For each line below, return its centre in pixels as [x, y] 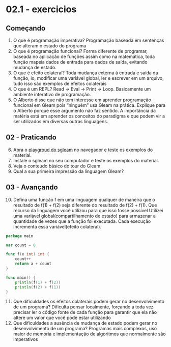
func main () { [21, 278]
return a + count [33, 264]
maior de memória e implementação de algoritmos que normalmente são [89, 334]
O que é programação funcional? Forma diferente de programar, [80, 51]
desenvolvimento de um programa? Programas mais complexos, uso [85, 329]
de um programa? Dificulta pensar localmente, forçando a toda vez [83, 307]
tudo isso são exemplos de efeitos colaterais [60, 83]
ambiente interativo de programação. [52, 94]
